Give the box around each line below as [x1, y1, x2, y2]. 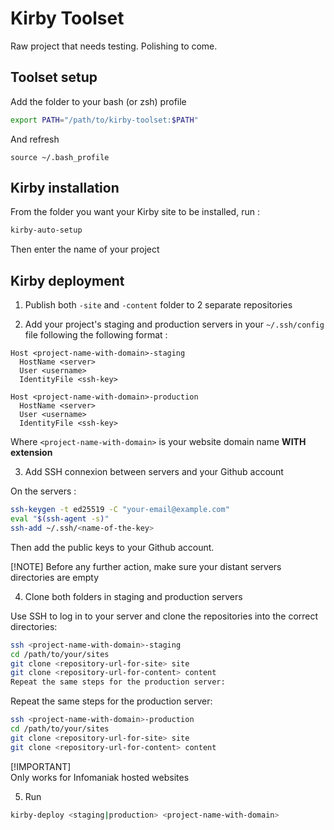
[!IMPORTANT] [10, 760, 72, 772]
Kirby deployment [10, 272, 125, 289]
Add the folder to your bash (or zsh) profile [10, 95, 187, 107]
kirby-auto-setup [10, 225, 83, 236]
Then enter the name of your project [10, 243, 160, 256]
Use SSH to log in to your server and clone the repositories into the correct [10, 610, 319, 622]
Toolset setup [10, 69, 98, 86]
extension [10, 447, 53, 459]
